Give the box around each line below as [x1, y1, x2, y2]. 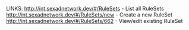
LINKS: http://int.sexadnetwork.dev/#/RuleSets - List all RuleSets [6, 5, 165, 12]
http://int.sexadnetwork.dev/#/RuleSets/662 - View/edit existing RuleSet [6, 18, 183, 24]
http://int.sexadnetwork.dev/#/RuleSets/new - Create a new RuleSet [6, 11, 172, 18]
